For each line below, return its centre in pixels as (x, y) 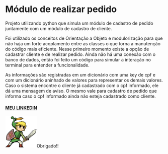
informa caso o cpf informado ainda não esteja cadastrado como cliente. (80, 96)
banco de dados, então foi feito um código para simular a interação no (78, 59)
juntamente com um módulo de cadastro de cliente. (59, 28)
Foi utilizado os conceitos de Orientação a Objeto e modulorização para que (84, 38)
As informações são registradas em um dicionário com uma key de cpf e (80, 74)
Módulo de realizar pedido (61, 9)
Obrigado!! (48, 146)
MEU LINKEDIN (21, 108)
